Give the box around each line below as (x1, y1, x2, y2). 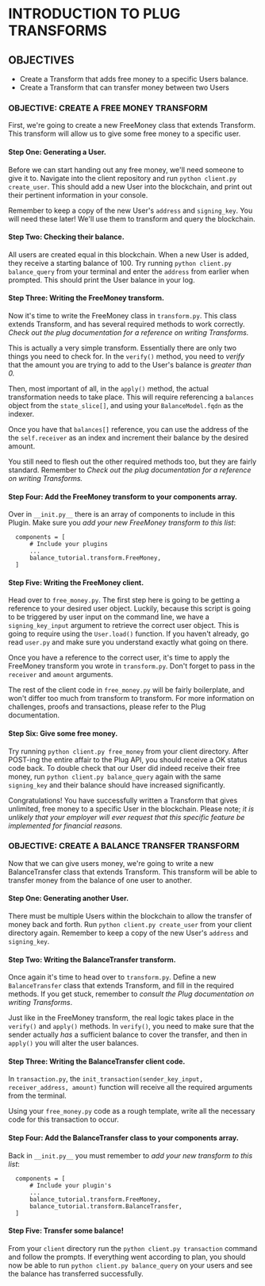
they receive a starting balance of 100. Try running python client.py (8, 258, 232, 268)
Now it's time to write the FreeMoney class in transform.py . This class (8, 310, 237, 320)
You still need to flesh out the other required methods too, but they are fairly (8, 456, 256, 466)
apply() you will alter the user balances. (8, 1038, 139, 1048)
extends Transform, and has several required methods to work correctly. (8, 319, 245, 329)
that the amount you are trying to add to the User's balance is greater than (8, 360, 252, 369)
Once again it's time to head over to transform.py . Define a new (8, 972, 217, 982)
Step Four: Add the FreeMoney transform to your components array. (8, 491, 238, 501)
